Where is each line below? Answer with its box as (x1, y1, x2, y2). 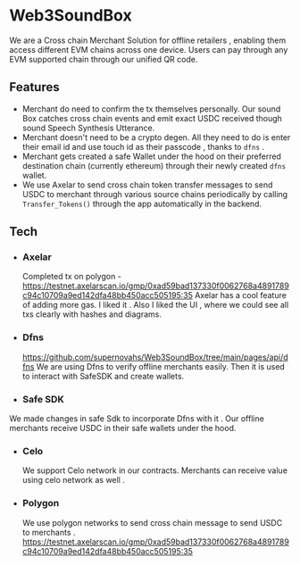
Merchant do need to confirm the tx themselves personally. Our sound (21, 104, 281, 114)
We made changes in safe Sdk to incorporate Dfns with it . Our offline (9, 413, 265, 424)
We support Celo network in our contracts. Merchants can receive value (21, 465, 288, 476)
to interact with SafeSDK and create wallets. (21, 370, 185, 381)
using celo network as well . (21, 475, 125, 486)
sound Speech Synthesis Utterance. (21, 122, 155, 133)
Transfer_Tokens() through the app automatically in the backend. (21, 198, 262, 209)
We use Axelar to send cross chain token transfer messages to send (21, 179, 273, 190)
